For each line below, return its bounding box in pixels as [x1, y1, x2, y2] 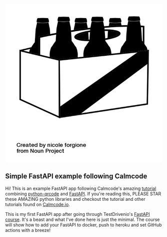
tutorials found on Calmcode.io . [5, 201, 70, 207]
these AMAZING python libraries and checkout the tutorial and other [5, 196, 146, 202]
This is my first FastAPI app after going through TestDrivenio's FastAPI [5, 211, 150, 217]
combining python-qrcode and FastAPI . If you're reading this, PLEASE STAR [5, 190, 161, 197]
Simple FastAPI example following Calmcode [5, 172, 147, 181]
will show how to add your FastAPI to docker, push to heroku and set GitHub [5, 221, 162, 227]
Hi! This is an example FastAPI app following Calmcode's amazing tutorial [5, 185, 156, 191]
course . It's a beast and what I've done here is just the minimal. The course [5, 216, 160, 222]
